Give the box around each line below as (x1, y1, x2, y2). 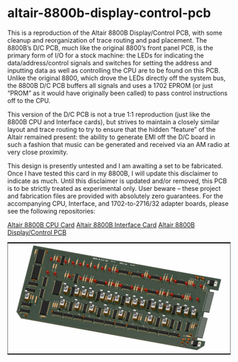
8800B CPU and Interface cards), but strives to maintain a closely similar (7, 117, 220, 126)
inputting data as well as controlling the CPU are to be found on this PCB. (7, 66, 221, 75)
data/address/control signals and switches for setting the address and (7, 58, 212, 67)
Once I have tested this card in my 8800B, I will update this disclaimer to (7, 169, 218, 177)
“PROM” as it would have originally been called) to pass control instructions (7, 89, 228, 97)
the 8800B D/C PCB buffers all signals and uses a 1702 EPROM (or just (7, 81, 214, 89)
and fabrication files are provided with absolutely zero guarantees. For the (7, 192, 224, 200)
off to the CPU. (7, 96, 51, 104)
